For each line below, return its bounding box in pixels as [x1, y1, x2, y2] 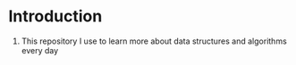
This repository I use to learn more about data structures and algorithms [21, 36, 287, 46]
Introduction [8, 6, 103, 27]
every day [21, 45, 59, 55]
